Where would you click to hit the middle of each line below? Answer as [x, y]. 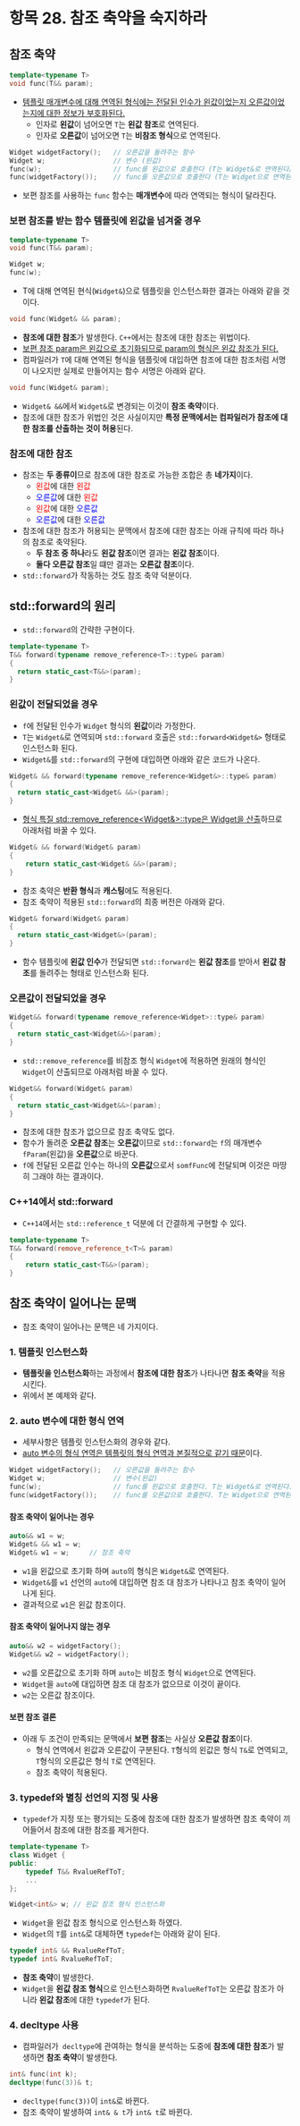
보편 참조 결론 [33, 1717]
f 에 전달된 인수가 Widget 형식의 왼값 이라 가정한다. [109, 725]
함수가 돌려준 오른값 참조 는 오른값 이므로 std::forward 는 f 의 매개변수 [142, 1143]
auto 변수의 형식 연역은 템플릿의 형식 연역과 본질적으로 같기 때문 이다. [142, 1453]
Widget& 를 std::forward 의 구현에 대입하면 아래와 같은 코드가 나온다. [141, 759]
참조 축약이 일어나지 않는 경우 [60, 1626]
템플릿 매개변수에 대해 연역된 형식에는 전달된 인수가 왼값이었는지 [134, 102]
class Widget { [37, 1855]
